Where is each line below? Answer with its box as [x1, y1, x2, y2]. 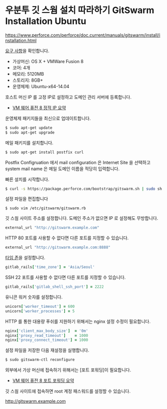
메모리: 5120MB [12, 71, 44, 77]
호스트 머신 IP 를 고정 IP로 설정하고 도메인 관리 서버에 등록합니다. [5, 94, 131, 100]
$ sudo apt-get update [5, 125, 52, 130]
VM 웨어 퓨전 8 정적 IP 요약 [12, 105, 66, 111]
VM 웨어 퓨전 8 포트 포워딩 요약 [12, 377, 74, 383]
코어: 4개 [12, 65, 30, 71]
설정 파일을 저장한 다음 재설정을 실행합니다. [5, 347, 89, 353]
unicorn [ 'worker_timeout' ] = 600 [5, 304, 75, 309]
